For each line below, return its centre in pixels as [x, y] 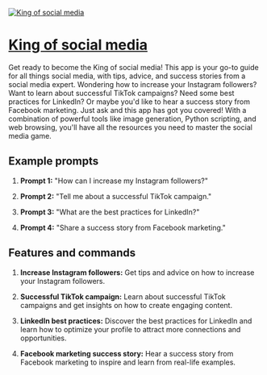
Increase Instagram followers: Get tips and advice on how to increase [137, 272]
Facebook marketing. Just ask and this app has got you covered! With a [127, 110]
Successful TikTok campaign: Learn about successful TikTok [123, 296]
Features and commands [72, 253]
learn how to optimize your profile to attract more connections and [130, 329]
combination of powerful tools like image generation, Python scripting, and [132, 119]
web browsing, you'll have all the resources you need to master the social [130, 127]
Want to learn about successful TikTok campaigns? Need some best [121, 93]
